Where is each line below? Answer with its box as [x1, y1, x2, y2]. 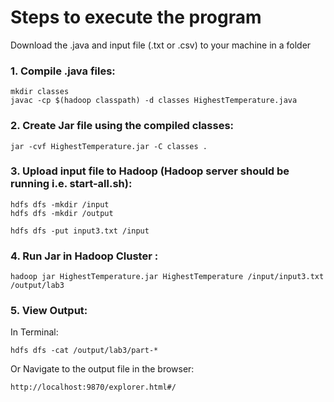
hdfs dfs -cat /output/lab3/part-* [10, 346, 159, 356]
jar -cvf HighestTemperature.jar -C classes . [10, 141, 208, 151]
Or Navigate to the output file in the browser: [10, 363, 195, 375]
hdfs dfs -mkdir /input [10, 199, 110, 210]
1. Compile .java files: [10, 64, 116, 78]
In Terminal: [10, 326, 59, 338]
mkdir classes [10, 87, 70, 97]
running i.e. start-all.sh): [10, 177, 133, 191]
